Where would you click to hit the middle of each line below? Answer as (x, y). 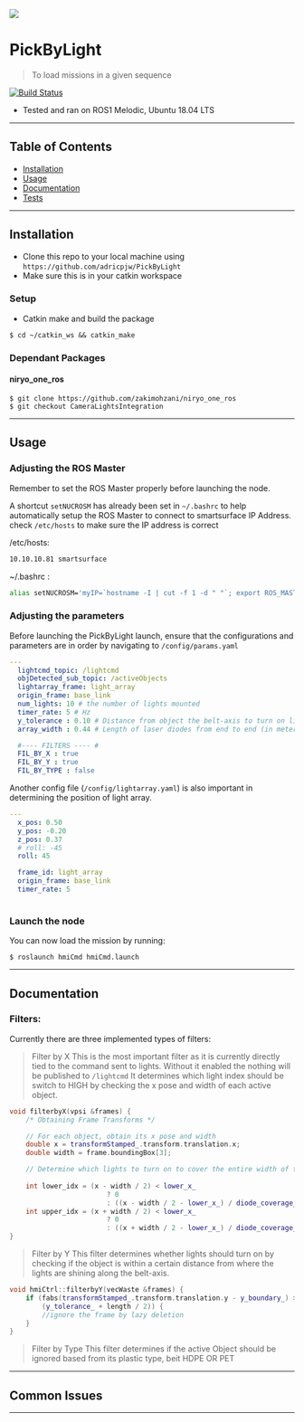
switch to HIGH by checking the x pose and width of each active (151, 1085)
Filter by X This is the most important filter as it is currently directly (156, 1056)
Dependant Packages (57, 357)
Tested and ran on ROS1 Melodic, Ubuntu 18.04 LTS (119, 109)
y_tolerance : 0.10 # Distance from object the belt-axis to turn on (151, 720)
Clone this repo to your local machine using (104, 256)
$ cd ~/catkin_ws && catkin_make (72, 335)
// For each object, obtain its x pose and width (121, 1136)
